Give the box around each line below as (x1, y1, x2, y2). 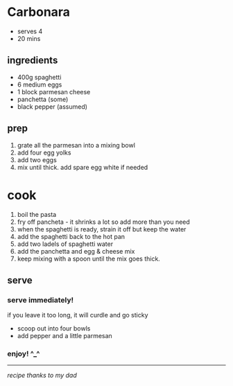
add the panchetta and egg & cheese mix (17, 247, 135, 255)
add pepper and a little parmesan (17, 332, 112, 340)
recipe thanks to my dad (7, 371, 78, 380)
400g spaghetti (17, 73, 62, 81)
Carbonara (7, 4, 71, 20)
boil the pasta (17, 210, 57, 218)
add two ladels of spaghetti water (17, 240, 113, 248)
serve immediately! (7, 295, 74, 305)
